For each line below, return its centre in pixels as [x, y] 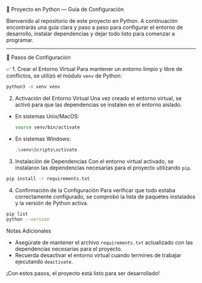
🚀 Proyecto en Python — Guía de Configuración [65, 9]
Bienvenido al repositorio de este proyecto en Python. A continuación [92, 21]
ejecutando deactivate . [44, 262]
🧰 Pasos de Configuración [38, 57]
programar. [20, 40]
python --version [28, 219]
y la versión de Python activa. [51, 203]
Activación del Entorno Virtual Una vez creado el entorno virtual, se [98, 98]
